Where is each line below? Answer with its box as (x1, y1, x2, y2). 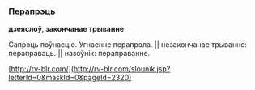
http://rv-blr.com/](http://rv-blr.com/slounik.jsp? (11, 64, 171, 74)
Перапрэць (8, 6, 56, 17)
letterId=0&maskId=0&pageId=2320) (8, 73, 132, 83)
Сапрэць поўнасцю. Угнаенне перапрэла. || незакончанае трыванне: (8, 40, 248, 49)
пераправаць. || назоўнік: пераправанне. (8, 49, 151, 58)
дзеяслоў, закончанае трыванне (8, 24, 124, 34)
